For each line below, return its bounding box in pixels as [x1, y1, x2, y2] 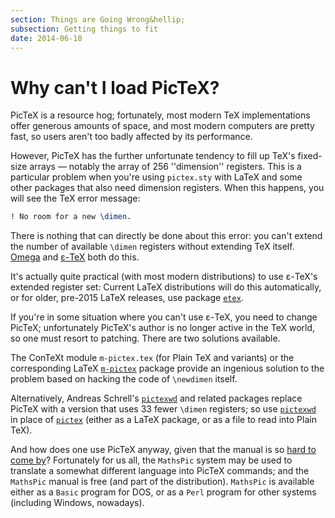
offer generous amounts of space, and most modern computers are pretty [10, 120, 315, 132]
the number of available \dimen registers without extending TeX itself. [10, 241, 295, 253]
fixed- [297, 150, 323, 162]
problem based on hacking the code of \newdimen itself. [10, 373, 238, 385]
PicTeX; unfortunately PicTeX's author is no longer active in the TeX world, [10, 322, 316, 334]
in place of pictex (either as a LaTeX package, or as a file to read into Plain [10, 414, 317, 426]
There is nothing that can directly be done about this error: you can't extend [10, 230, 323, 242]
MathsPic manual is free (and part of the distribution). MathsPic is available [10, 476, 315, 488]
